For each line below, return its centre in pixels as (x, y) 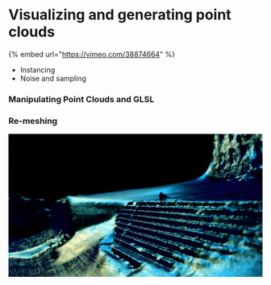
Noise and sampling (53, 78)
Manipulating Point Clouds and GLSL (81, 99)
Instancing (38, 69)
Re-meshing (33, 121)
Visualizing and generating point (120, 15)
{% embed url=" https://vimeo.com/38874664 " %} (92, 54)
